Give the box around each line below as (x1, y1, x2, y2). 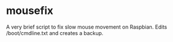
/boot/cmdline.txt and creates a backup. (6, 29, 104, 36)
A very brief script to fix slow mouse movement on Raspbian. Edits (6, 23, 168, 30)
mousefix (6, 4, 54, 17)
